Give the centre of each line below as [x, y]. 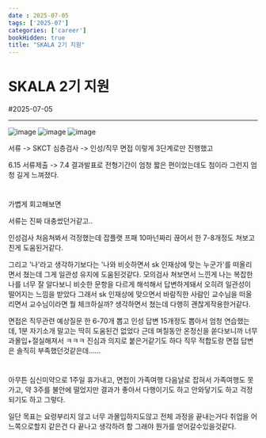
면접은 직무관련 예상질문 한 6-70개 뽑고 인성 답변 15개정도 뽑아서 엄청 [116, 321]
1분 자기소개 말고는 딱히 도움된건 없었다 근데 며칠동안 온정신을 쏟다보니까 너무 [138, 331]
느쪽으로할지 [28, 427]
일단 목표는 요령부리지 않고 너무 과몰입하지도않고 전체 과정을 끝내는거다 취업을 [129, 417]
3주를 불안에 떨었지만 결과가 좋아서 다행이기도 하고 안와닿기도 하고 [136, 390]
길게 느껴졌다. [38, 175]
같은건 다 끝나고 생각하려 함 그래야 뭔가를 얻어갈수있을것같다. [142, 427]
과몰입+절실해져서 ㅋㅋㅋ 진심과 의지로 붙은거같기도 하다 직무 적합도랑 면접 [123, 341]
